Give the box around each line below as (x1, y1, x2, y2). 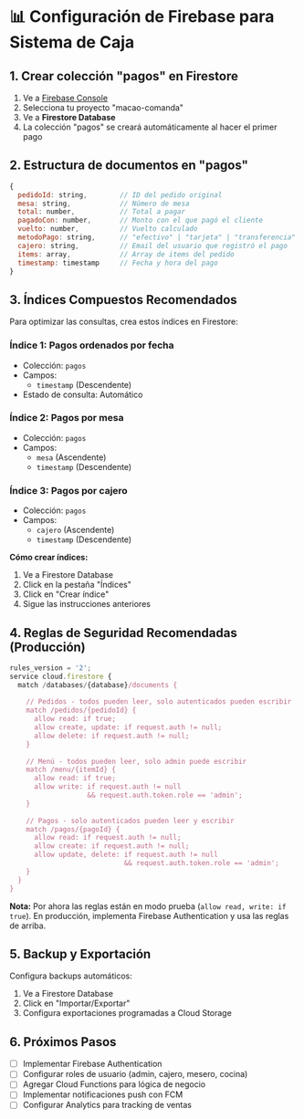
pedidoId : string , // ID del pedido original (17, 190, 223, 200)
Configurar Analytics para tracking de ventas (22, 1100, 192, 1111)
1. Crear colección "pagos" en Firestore (9, 68, 239, 84)
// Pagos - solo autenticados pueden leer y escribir (26, 816, 235, 825)
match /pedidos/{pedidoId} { (26, 706, 137, 716)
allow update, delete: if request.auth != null (33, 850, 219, 860)
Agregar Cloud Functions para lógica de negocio (22, 1079, 206, 1090)
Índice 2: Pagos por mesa (9, 412, 124, 424)
